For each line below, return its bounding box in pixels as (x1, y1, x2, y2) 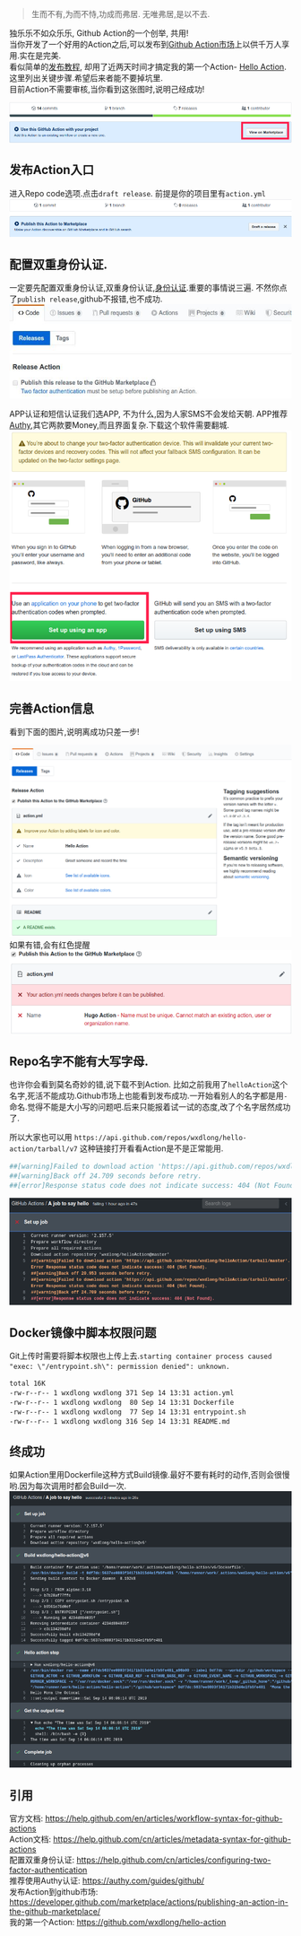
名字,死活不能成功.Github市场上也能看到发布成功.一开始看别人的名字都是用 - (9, 1090, 288, 1102)
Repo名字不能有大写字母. (9, 1053, 150, 1068)
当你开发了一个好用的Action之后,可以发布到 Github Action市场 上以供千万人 (9, 39, 282, 49)
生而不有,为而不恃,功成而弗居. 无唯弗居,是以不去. (30, 9, 211, 19)
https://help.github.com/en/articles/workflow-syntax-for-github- (44, 1812, 283, 1824)
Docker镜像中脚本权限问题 (9, 1325, 157, 1340)
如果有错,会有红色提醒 (9, 939, 91, 950)
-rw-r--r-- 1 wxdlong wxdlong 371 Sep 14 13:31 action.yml (9, 1388, 235, 1398)
